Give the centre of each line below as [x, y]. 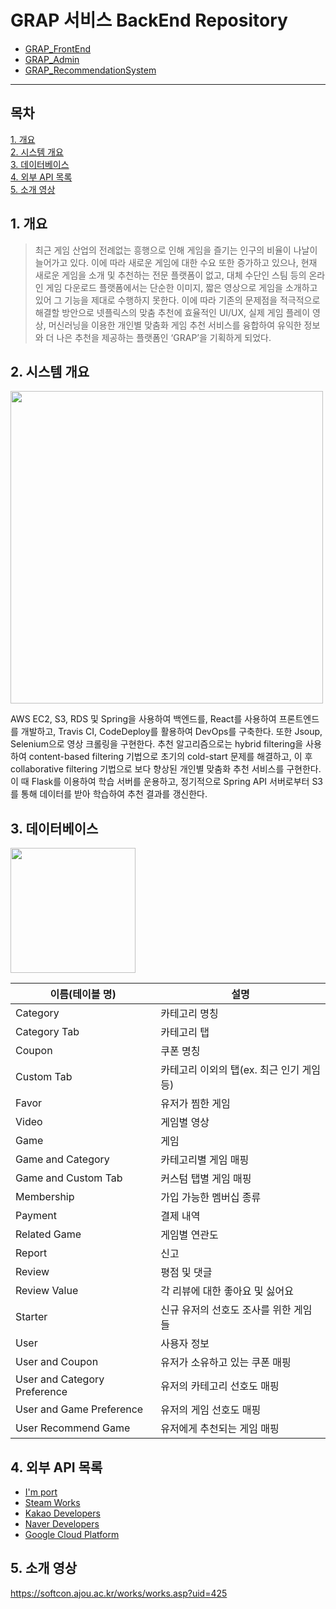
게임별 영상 [185, 1123]
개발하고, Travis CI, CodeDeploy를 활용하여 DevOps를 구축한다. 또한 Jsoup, [171, 732]
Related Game [48, 1234]
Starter [31, 1317]
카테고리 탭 [185, 1033]
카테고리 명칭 [189, 1014]
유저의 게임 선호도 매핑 [211, 1410]
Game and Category [62, 1159]
